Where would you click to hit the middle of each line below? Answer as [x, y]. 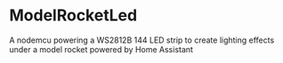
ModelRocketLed [73, 16]
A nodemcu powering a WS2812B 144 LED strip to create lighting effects [142, 40]
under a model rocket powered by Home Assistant [101, 49]
